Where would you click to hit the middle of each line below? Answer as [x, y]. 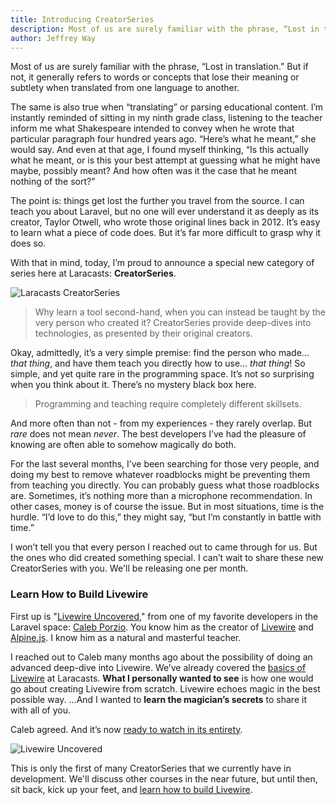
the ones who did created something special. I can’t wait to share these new [167, 558]
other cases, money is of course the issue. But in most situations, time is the [167, 507]
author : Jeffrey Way [53, 38]
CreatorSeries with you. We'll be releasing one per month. [129, 568]
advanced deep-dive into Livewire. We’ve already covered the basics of [158, 667]
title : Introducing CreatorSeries [82, 19]
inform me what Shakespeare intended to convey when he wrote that [152, 128]
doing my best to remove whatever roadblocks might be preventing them [160, 475]
